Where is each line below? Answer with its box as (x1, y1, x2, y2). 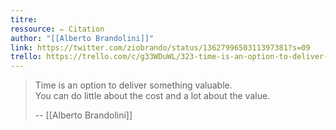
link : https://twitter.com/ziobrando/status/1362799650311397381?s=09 (10, 42, 311, 53)
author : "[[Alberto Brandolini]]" (10, 33, 155, 43)
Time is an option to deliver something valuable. (34, 79, 233, 91)
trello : (10, 52, 43, 62)
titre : (10, 14, 38, 25)
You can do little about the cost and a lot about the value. (34, 90, 271, 102)
